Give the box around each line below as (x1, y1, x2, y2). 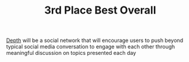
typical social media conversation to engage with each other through (6, 43, 175, 50)
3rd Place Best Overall (44, 4, 156, 17)
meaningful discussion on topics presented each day (6, 50, 137, 57)
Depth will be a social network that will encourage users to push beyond (6, 37, 184, 44)
